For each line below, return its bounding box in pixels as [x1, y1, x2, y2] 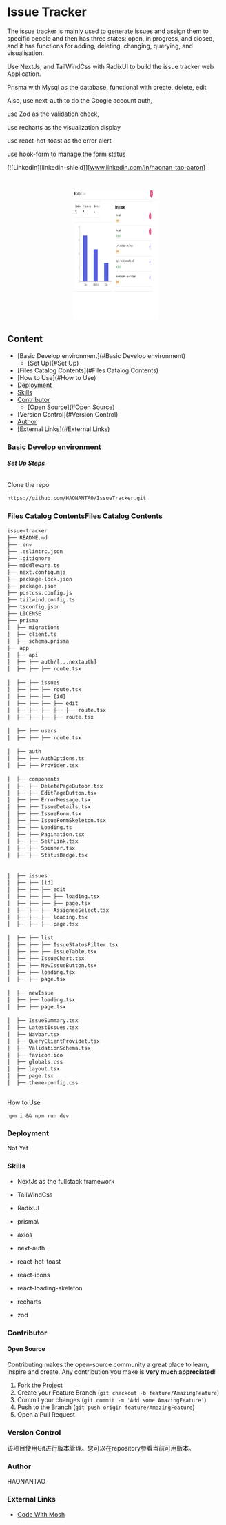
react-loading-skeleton [17, 1284, 83, 1292]
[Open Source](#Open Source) [27, 403, 115, 411]
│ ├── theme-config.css [7, 1079, 79, 1086]
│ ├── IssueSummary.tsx [7, 1017, 79, 1024]
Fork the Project [17, 1381, 63, 1389]
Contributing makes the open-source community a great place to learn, [7, 1360, 209, 1368]
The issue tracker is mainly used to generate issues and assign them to [7, 27, 209, 35]
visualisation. [7, 49, 45, 57]
